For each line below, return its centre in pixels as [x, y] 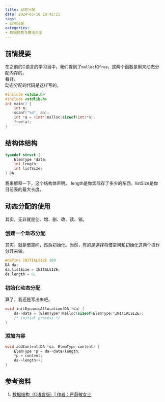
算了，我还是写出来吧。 [29, 299]
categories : [17, 28]
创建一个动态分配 [25, 233]
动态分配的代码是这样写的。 [33, 85]
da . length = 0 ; [21, 274]
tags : [11, 19]
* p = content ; [28, 356]
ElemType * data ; [31, 159]
